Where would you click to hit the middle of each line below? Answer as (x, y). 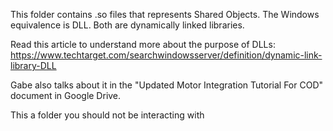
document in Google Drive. (66, 95)
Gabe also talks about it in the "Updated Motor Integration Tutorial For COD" (167, 85)
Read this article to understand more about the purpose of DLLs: (143, 44)
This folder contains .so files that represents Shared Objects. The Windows (165, 14)
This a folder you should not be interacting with (107, 115)
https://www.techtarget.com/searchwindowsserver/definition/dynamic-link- (166, 55)
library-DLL (33, 65)
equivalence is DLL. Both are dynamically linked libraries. (127, 25)
